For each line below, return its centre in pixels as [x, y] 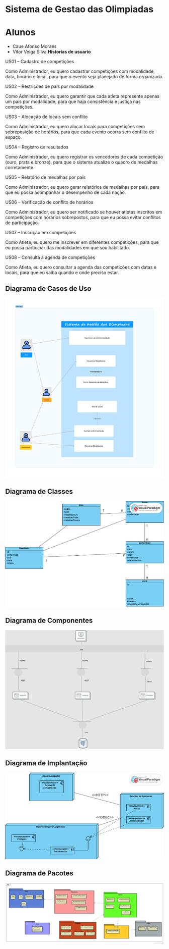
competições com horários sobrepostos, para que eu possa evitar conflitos [83, 218]
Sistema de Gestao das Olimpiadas [79, 9]
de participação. [22, 223]
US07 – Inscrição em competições [41, 233]
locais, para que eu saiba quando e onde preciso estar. [62, 273]
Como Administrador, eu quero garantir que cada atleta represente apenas [82, 96]
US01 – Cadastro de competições [40, 62]
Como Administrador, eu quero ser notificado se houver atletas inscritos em [84, 212]
